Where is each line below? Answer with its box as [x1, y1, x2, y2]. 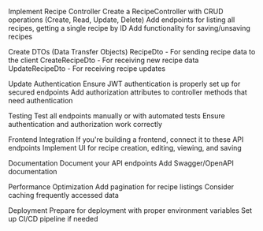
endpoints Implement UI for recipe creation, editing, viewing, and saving [8, 143, 242, 152]
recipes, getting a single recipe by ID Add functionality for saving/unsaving [8, 24, 250, 32]
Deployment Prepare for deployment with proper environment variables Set [8, 206, 253, 215]
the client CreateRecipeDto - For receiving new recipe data [8, 55, 199, 65]
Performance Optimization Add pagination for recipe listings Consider [8, 182, 235, 192]
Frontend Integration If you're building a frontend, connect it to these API [8, 135, 244, 144]
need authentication [8, 96, 73, 105]
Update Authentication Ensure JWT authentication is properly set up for [8, 79, 241, 88]
